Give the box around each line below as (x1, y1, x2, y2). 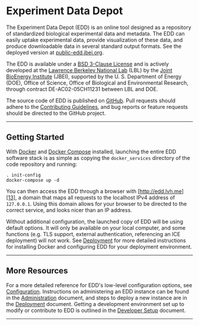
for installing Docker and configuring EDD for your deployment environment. (6, 243, 192, 250)
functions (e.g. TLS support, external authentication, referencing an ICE (6, 230, 181, 237)
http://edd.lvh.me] (139, 188, 184, 195)
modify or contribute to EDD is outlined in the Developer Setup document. (6, 307, 186, 314)
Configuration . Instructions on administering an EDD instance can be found (6, 288, 190, 295)
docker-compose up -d (6, 177, 60, 183)
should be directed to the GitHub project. (6, 110, 106, 117)
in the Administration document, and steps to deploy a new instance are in (6, 294, 188, 301)
